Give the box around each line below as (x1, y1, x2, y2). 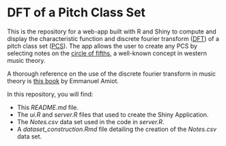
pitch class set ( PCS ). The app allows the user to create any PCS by (7, 42, 198, 50)
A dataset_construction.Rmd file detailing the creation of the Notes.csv (16, 125, 217, 133)
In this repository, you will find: (7, 90, 94, 98)
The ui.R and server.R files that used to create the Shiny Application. (16, 111, 209, 119)
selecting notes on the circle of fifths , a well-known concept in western (7, 49, 207, 57)
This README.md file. (16, 103, 79, 111)
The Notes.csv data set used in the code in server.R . (16, 117, 165, 126)
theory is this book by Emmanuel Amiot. (7, 76, 119, 85)
